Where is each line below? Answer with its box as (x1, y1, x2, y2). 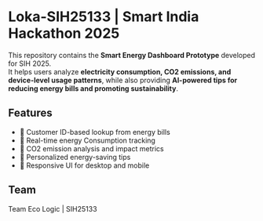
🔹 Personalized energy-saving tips (19, 152, 131, 161)
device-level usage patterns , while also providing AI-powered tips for (8, 75, 238, 85)
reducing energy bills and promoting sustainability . (8, 83, 179, 93)
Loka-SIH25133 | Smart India (8, 8, 199, 26)
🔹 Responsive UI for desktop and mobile (19, 161, 150, 170)
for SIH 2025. (8, 59, 52, 68)
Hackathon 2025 (8, 24, 120, 42)
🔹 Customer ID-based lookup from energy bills (19, 127, 170, 136)
